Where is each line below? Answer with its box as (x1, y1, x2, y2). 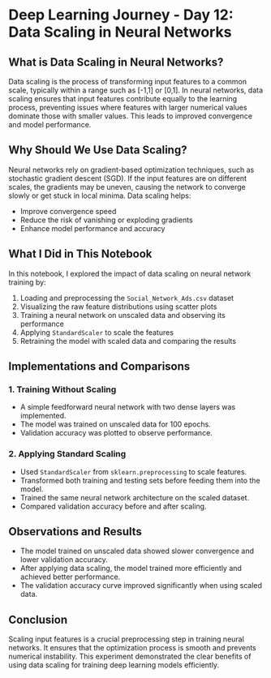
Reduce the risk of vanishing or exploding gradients (19, 215, 193, 225)
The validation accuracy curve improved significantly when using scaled (19, 581, 262, 590)
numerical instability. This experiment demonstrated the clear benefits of (8, 651, 252, 662)
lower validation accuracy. (19, 555, 108, 564)
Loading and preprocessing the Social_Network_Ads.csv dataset (19, 293, 234, 303)
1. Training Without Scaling (8, 384, 117, 395)
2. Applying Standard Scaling (8, 448, 127, 460)
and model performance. (8, 120, 92, 129)
